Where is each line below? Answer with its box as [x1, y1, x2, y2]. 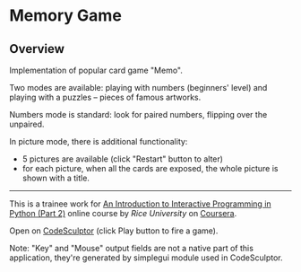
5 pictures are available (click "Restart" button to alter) [21, 154, 224, 164]
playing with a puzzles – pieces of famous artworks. [9, 92, 202, 102]
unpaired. [9, 118, 45, 129]
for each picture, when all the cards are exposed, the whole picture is [21, 163, 279, 173]
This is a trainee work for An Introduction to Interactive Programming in [9, 198, 271, 209]
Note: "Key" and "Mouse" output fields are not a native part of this [9, 243, 254, 253]
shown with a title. [21, 172, 90, 183]
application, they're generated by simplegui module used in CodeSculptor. [9, 252, 284, 263]
